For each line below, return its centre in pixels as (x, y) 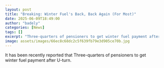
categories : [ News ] (25, 28)
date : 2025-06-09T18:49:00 (32, 18)
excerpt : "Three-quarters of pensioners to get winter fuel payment (76, 37)
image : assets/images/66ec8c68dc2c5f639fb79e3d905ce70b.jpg (68, 41)
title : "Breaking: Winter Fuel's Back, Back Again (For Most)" (71, 14)
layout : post (18, 9)
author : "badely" (23, 23)
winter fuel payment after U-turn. (38, 60)
